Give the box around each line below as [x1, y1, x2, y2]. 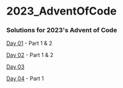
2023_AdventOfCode [6, 4, 117, 18]
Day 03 [6, 63, 25, 70]
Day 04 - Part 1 [6, 75, 44, 83]
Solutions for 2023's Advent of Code [6, 26, 118, 35]
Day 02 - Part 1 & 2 [6, 52, 54, 59]
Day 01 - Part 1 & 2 [6, 39, 53, 47]
